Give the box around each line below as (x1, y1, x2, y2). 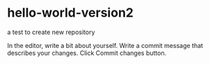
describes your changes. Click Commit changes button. (7, 49, 167, 57)
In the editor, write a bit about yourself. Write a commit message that (7, 41, 204, 49)
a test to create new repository (7, 28, 95, 36)
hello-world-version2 (7, 5, 134, 21)
